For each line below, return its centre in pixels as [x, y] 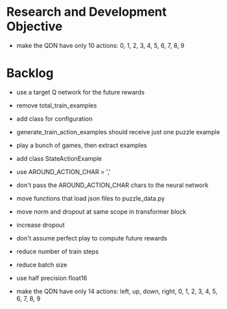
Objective [35, 26]
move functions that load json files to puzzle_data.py [91, 198]
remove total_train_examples [56, 105]
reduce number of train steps [57, 251]
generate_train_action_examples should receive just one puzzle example [118, 132]
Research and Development [86, 12]
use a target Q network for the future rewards [80, 92]
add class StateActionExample [59, 158]
